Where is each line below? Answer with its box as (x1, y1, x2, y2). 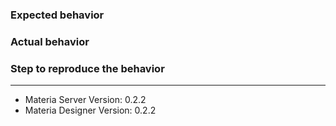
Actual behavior (10, 34, 90, 48)
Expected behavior (10, 8, 105, 22)
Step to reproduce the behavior (10, 61, 165, 75)
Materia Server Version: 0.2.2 (24, 94, 147, 106)
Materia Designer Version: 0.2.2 (24, 104, 157, 117)
